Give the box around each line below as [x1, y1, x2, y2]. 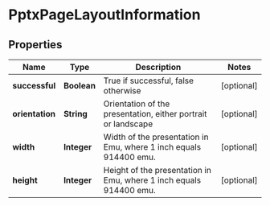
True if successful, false [103, 75, 194, 86]
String [63, 109, 88, 119]
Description [135, 62, 182, 72]
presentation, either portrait [103, 109, 207, 119]
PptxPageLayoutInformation [8, 6, 201, 24]
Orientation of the [103, 98, 170, 109]
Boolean [63, 80, 96, 91]
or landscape [103, 118, 153, 130]
